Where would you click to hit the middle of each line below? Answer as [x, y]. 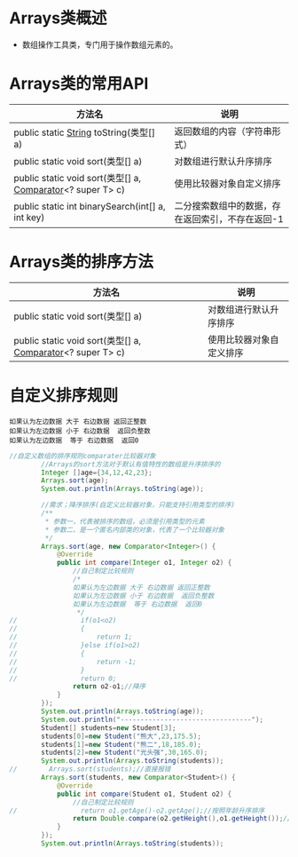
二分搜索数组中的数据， [223, 205]
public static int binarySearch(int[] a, [90, 206]
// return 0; [63, 678]
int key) [29, 217]
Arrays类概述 [58, 18]
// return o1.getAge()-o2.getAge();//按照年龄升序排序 [137, 810]
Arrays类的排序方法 [81, 262]
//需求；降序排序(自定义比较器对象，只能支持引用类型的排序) [138, 505]
